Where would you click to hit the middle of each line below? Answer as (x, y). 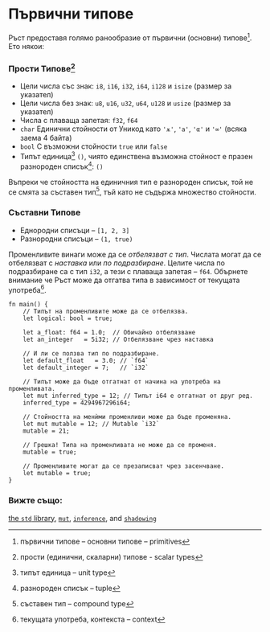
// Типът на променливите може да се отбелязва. (106, 312)
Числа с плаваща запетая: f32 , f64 (79, 121)
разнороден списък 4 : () (61, 166)
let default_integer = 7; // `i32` (86, 368)
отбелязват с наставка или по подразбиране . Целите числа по (117, 263)
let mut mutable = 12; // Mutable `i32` (91, 424)
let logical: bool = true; (68, 318)
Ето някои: (27, 46)
